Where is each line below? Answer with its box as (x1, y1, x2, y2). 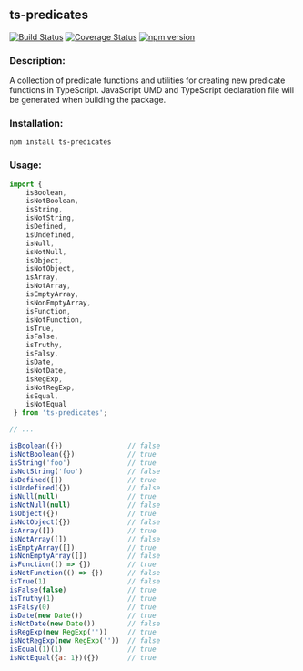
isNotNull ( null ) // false (9, 501, 161, 510)
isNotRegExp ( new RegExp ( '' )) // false (9, 636, 161, 645)
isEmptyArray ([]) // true (9, 542, 157, 552)
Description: (9, 54, 66, 67)
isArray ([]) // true (9, 526, 157, 535)
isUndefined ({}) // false (9, 483, 161, 493)
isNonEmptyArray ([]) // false (9, 552, 161, 561)
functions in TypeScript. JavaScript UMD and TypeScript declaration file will (9, 85, 294, 96)
